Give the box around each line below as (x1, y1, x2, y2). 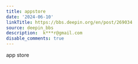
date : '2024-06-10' (6, 14, 54, 20)
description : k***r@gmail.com (6, 30, 83, 36)
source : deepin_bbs (6, 24, 54, 31)
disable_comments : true (6, 35, 65, 41)
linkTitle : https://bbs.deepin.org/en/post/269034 (6, 19, 133, 25)
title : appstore (6, 8, 46, 15)
